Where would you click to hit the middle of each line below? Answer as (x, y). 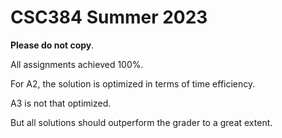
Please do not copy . (52, 45)
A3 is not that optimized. (61, 103)
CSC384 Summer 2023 (109, 17)
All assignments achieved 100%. (77, 64)
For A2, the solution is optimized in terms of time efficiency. (133, 83)
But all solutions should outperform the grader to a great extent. (141, 122)
